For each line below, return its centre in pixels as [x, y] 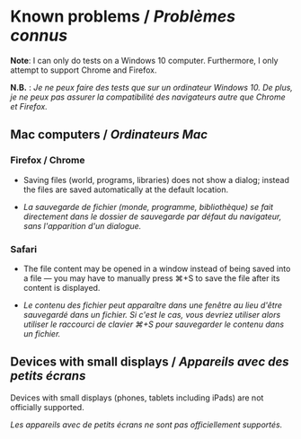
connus [39, 35]
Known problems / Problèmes [123, 17]
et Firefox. [29, 106]
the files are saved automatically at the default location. [125, 189]
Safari [24, 249]
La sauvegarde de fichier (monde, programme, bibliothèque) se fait [148, 206]
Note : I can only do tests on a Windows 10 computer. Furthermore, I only [144, 60]
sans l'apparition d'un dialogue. [82, 225]
